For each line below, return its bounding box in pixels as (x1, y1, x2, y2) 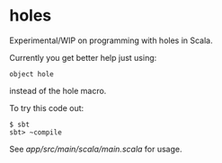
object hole (9, 69, 54, 79)
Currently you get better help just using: (9, 52, 157, 63)
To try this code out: (9, 102, 84, 113)
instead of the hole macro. (9, 85, 107, 96)
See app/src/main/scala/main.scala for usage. (9, 143, 182, 154)
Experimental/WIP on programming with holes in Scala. (9, 35, 213, 46)
